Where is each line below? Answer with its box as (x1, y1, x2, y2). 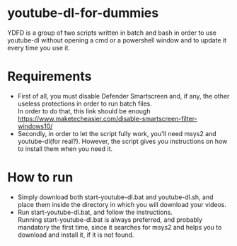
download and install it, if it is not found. (17, 230, 134, 239)
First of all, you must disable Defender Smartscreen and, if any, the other (17, 91, 230, 100)
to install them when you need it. (17, 144, 113, 153)
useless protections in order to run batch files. (17, 99, 152, 108)
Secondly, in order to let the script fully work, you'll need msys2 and (17, 129, 217, 138)
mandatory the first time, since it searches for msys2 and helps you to (17, 223, 222, 231)
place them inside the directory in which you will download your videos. (17, 200, 227, 208)
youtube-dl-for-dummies (7, 5, 159, 21)
